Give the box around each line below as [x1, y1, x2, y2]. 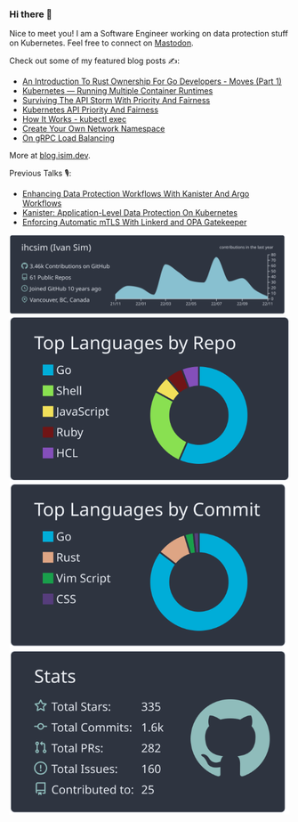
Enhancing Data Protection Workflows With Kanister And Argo [21, 189, 250, 199]
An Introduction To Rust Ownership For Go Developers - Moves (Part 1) [21, 76, 282, 87]
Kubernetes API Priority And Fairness [21, 104, 158, 115]
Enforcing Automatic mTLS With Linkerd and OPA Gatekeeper [21, 217, 247, 228]
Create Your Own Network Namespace [21, 124, 165, 134]
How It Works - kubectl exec [21, 114, 127, 125]
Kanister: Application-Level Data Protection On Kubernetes [21, 208, 238, 218]
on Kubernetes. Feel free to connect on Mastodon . [9, 37, 194, 48]
